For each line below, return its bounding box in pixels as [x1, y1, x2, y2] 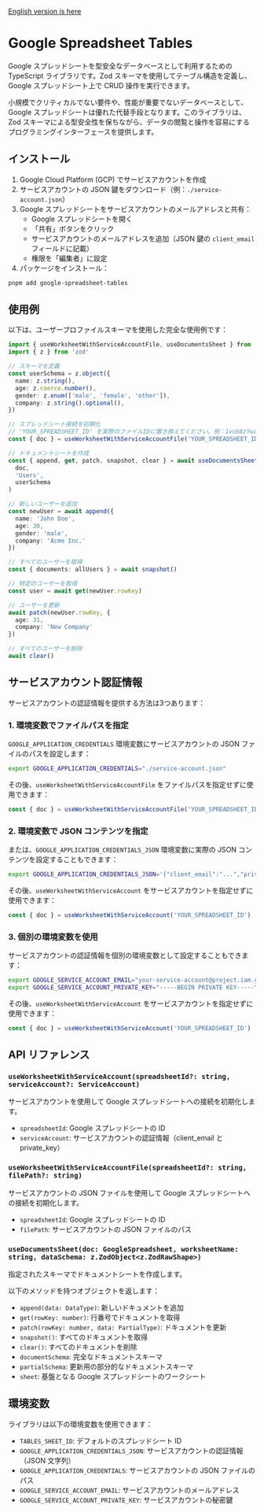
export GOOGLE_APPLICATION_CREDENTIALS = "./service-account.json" [8, 765, 226, 773]
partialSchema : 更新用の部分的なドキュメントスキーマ [19, 1362, 194, 1372]
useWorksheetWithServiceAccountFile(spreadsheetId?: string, [8, 1163, 247, 1172]
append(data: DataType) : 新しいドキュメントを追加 [19, 1303, 185, 1313]
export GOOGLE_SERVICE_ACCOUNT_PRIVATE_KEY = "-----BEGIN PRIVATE [8, 984, 223, 992]
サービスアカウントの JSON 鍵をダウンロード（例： [19, 184, 187, 194]
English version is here [8, 7, 82, 16]
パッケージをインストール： [19, 263, 110, 272]
